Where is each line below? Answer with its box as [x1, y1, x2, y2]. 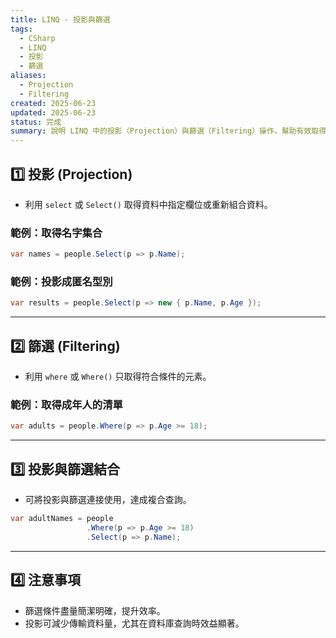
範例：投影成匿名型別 [10, 275, 113, 289]
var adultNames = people [10, 514, 114, 524]
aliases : [10, 71, 47, 81]
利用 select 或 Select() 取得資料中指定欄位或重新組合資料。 [24, 198, 273, 210]
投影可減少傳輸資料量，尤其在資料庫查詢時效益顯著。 [24, 617, 245, 629]
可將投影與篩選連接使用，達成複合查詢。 [24, 494, 192, 506]
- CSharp [19, 33, 56, 43]
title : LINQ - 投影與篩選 [10, 14, 111, 25]
